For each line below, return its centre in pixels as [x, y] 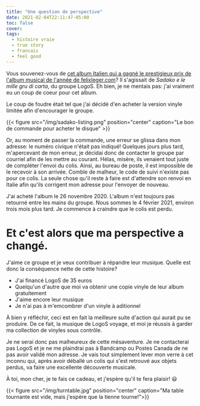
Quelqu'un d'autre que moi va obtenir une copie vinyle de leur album [99, 287]
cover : [14, 28]
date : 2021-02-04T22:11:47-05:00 [48, 17]
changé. [27, 246]
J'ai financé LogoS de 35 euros [53, 280]
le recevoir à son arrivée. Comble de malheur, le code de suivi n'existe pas [98, 172]
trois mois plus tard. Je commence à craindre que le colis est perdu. [90, 209]
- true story [28, 46]
